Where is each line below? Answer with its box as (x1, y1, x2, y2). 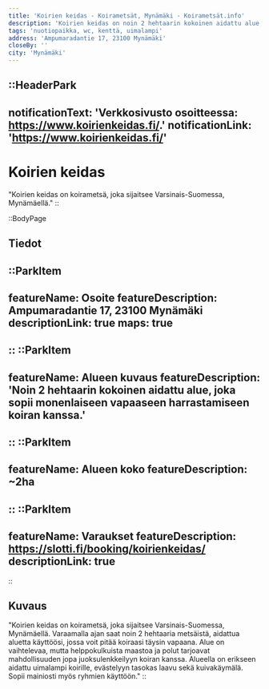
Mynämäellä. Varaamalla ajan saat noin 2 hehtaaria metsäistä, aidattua (8, 629, 240, 639)
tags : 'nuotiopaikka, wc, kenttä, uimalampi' (8, 26, 163, 34)
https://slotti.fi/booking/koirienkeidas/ (8, 542, 206, 556)
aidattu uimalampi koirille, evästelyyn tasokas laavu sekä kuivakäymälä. (8, 663, 243, 673)
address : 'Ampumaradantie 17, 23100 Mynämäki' (8, 34, 167, 42)
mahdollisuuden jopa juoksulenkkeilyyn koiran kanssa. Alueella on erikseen (8, 655, 256, 664)
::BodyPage (8, 213, 46, 223)
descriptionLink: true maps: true (8, 316, 174, 329)
